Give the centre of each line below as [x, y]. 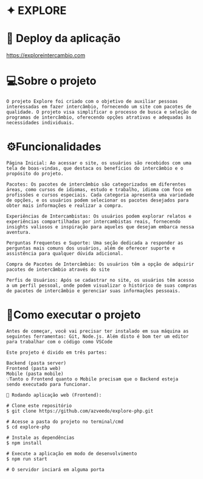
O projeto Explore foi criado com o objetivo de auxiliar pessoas [92, 102]
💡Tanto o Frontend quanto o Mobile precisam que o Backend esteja [92, 379]
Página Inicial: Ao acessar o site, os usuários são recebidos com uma [99, 163]
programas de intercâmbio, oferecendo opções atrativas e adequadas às [99, 117]
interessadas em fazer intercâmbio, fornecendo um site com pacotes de [99, 107]
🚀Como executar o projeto [74, 315]
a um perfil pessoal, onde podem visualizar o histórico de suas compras [102, 285]
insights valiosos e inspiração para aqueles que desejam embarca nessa [100, 227]
